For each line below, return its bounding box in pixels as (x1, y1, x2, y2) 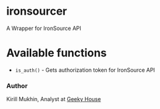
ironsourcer (6, 4, 67, 18)
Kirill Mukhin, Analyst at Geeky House (6, 96, 101, 103)
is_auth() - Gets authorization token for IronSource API (15, 66, 155, 73)
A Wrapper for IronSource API (6, 24, 81, 32)
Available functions (6, 46, 107, 60)
